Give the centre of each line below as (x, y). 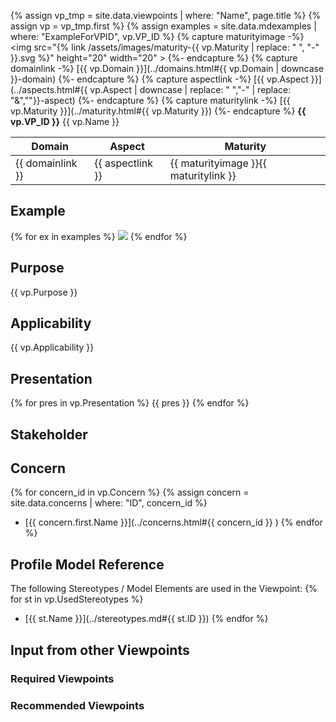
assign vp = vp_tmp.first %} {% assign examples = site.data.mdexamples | (163, 26)
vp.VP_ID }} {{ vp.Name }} (65, 121)
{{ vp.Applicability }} (52, 347)
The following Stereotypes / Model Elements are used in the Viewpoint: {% (164, 589)
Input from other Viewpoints (100, 650)
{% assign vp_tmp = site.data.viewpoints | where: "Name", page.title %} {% (166, 15)
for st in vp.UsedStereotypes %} (77, 599)
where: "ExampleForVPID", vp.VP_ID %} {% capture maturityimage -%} (157, 36)
